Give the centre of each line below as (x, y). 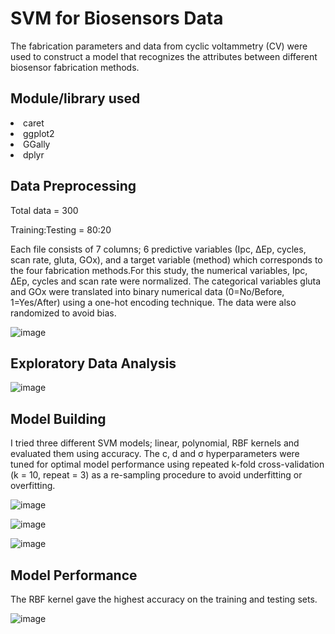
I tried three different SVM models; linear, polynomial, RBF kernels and (155, 443)
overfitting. (33, 486)
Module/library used (75, 98)
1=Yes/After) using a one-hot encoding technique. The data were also (153, 302)
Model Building (58, 418)
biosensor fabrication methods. (75, 67)
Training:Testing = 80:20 (61, 229)
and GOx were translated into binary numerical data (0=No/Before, (147, 291)
